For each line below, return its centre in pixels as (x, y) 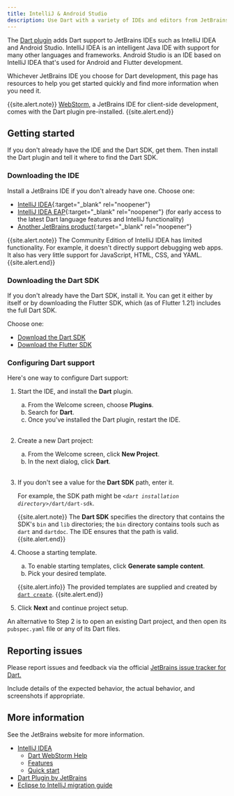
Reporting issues (45, 651)
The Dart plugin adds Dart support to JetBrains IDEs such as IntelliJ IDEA (112, 40)
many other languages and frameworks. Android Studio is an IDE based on (114, 55)
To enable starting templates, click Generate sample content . (116, 566)
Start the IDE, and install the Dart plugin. (75, 392)
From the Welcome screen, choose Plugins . (91, 405)
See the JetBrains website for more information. (76, 734)
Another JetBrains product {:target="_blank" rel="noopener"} (104, 227)
